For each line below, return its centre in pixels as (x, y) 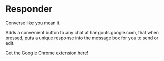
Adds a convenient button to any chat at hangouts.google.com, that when (82, 32)
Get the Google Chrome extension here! (47, 53)
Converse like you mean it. (33, 23)
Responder (29, 9)
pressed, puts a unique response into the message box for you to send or (82, 38)
